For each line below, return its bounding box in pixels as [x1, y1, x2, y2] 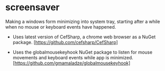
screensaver [5, 2, 60, 13]
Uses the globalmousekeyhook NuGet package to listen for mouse [12, 49, 153, 55]
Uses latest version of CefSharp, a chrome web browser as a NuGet [12, 34, 156, 40]
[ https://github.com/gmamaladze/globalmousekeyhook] [12, 60, 131, 66]
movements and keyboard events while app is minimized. [12, 54, 133, 60]
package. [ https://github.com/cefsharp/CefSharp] [12, 39, 119, 45]
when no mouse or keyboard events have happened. [5, 23, 116, 30]
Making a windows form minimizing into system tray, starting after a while [5, 18, 160, 25]
